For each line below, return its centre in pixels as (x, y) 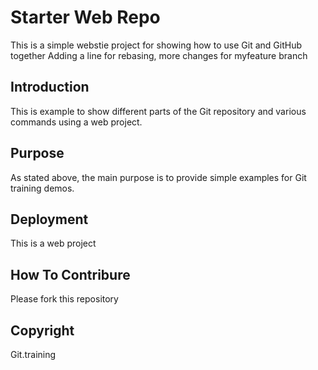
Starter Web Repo (85, 17)
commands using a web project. (76, 122)
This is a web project (53, 243)
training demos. (42, 188)
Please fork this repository (64, 299)
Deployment (49, 219)
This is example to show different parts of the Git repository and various (158, 111)
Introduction (50, 87)
